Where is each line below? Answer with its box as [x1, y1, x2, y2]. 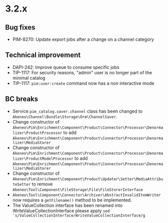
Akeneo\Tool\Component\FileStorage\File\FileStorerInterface [12, 187, 143, 192]
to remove [32, 181, 53, 187]
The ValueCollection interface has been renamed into [12, 202, 123, 208]
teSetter [12, 182, 31, 187]
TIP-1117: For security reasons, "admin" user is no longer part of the [12, 69, 152, 75]
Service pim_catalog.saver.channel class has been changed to [12, 108, 143, 114]
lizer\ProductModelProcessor [12, 156, 74, 161]
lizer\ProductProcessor [12, 130, 63, 136]
